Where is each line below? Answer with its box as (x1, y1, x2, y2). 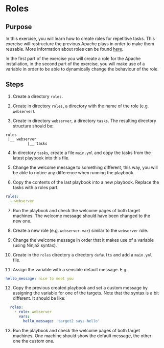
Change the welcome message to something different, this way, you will (12, 164, 158, 170)
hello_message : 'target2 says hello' (23, 318, 100, 324)
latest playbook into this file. (12, 155, 70, 160)
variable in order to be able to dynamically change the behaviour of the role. (5, 66, 159, 72)
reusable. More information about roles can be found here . (5, 46, 124, 52)
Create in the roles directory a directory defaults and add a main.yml (12, 252, 152, 257)
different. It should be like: (12, 295, 66, 301)
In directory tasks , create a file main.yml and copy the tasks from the (12, 150, 151, 156)
